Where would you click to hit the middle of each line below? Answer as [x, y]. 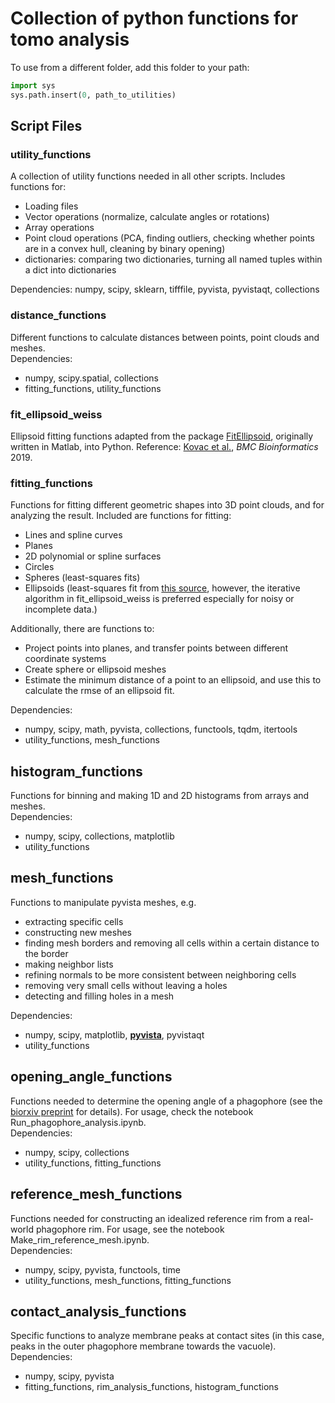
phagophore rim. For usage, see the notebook [130, 1229]
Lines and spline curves [73, 535]
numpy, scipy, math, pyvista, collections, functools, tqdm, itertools [161, 729]
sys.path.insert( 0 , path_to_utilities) [93, 95]
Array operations [59, 228]
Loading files [51, 206]
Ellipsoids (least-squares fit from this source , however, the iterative [162, 588]
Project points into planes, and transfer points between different [156, 648]
